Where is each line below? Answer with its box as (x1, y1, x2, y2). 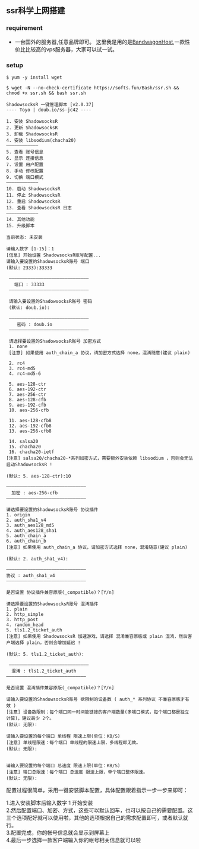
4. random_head (6, 622, 44, 628)
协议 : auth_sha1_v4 (6, 572, 55, 578)
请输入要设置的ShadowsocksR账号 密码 (8, 298, 93, 304)
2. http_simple (6, 611, 44, 617)
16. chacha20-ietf (8, 449, 55, 455)
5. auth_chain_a (6, 532, 46, 538)
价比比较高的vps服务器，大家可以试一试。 (14, 45, 118, 52)
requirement (6, 24, 43, 32)
